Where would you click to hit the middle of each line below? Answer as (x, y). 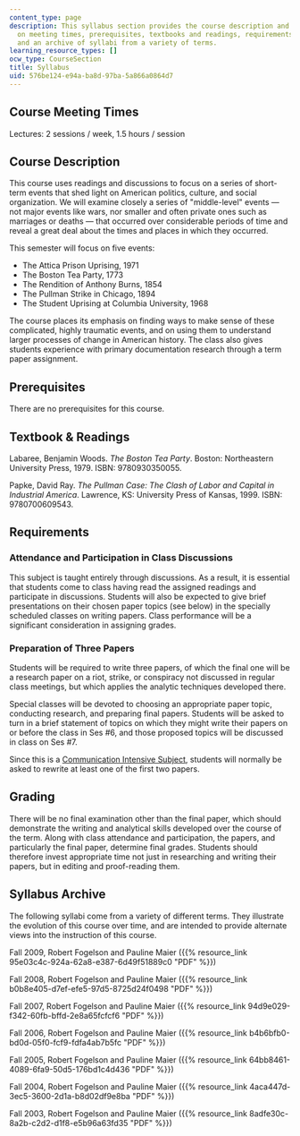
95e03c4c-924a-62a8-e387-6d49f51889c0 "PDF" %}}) (113, 961)
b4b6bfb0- (269, 1033)
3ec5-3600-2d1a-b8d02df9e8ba (70, 1096)
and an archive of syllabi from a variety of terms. (117, 43)
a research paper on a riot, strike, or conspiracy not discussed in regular (142, 677)
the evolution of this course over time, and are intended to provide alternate (148, 925)
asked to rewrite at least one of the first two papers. (104, 769)
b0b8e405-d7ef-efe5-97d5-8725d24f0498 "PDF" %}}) (111, 988)
